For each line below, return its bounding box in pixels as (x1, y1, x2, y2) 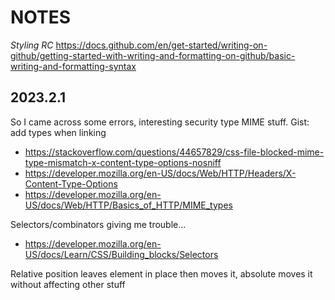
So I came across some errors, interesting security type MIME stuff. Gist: (10, 116, 310, 128)
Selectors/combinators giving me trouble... (10, 218, 187, 230)
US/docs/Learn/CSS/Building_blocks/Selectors (24, 248, 219, 260)
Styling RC (10, 39, 54, 51)
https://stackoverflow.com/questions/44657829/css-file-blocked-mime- (24, 146, 325, 158)
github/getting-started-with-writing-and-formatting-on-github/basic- (10, 49, 296, 61)
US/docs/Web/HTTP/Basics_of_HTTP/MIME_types (24, 199, 233, 211)
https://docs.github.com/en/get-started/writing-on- (55, 39, 268, 51)
